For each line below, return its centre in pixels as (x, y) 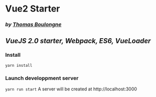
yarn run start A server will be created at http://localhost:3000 (71, 89)
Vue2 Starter (33, 9)
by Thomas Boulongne (33, 25)
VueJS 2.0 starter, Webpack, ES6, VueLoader (78, 41)
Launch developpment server (42, 78)
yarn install (19, 65)
